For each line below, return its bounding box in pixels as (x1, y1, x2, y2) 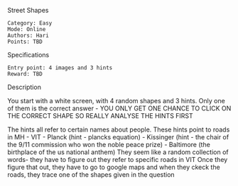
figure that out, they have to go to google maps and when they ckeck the (7, 163, 220, 171)
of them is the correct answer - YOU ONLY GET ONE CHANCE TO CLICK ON (7, 104, 232, 112)
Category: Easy (7, 20, 53, 27)
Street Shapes (7, 6, 49, 14)
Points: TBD (7, 38, 43, 45)
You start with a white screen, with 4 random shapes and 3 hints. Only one (7, 97, 225, 105)
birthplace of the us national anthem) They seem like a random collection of (7, 148, 229, 156)
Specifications (7, 51, 50, 59)
